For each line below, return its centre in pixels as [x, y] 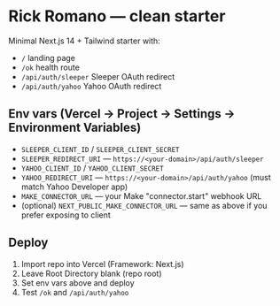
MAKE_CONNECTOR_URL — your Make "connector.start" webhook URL [141, 195]
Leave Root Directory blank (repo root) [91, 273]
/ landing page [48, 57]
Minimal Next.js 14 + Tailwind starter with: [84, 41]
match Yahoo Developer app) [74, 187]
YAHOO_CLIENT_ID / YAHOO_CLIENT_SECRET [93, 168]
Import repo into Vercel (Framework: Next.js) [102, 264]
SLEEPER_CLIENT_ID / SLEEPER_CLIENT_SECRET [100, 149]
